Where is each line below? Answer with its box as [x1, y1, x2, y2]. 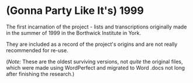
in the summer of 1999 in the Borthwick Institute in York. [6, 29, 142, 36]
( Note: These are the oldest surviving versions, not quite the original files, [6, 58, 183, 65]
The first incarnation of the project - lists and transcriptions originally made [6, 23, 187, 30]
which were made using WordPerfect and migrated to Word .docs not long [6, 64, 185, 71]
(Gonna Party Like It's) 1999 [6, 4, 144, 17]
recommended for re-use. [6, 46, 68, 53]
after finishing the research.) [6, 70, 75, 77]
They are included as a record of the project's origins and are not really [6, 41, 178, 48]
